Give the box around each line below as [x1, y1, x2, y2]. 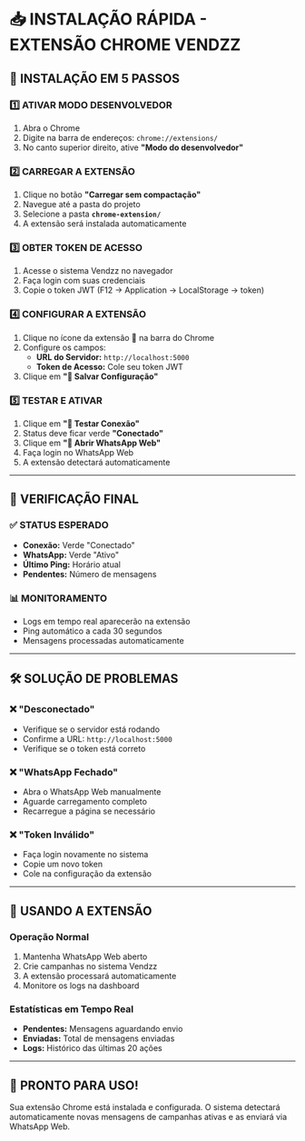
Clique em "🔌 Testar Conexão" [22, 418, 141, 429]
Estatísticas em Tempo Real [9, 1003, 134, 1016]
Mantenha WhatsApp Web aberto [22, 951, 148, 962]
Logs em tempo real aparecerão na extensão [22, 616, 191, 627]
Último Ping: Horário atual [22, 558, 121, 570]
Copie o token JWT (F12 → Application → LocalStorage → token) [22, 285, 265, 295]
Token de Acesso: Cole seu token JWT [35, 361, 183, 372]
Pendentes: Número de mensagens [22, 568, 157, 579]
